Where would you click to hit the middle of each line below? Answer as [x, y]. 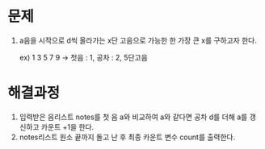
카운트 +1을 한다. [67, 126]
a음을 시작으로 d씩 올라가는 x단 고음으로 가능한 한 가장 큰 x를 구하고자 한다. [138, 40]
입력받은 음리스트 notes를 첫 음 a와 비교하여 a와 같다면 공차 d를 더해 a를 [133, 117]
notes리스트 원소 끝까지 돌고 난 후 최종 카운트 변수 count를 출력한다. [127, 137]
